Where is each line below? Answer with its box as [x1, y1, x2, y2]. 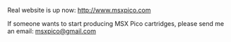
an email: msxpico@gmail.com [7, 27, 97, 35]
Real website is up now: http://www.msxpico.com [7, 6, 151, 14]
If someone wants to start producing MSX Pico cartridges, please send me [7, 20, 225, 27]
